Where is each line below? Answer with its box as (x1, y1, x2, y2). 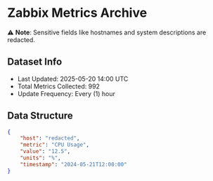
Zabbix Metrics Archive (7, 5, 148, 21)
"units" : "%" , (20, 154, 61, 162)
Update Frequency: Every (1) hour (17, 89, 116, 98)
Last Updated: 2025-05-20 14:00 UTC (17, 74, 129, 83)
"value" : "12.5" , (20, 148, 71, 155)
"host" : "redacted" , (20, 135, 80, 142)
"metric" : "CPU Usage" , (20, 142, 90, 149)
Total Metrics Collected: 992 (17, 82, 101, 90)
